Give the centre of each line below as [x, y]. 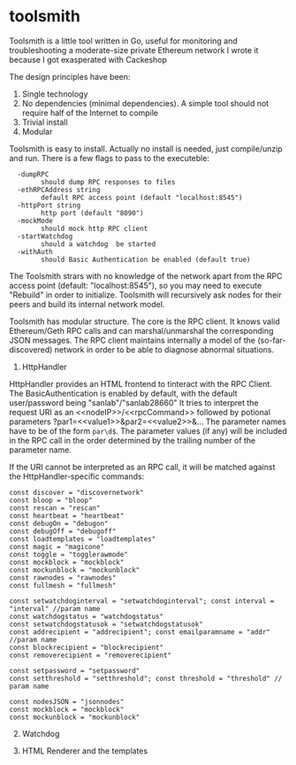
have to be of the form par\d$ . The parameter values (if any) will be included [148, 430]
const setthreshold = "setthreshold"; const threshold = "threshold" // [146, 678]
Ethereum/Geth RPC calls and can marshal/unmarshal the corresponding [141, 330]
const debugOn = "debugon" [59, 523]
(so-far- [272, 340]
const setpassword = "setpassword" [75, 670]
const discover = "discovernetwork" [76, 492]
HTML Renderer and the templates [85, 751]
